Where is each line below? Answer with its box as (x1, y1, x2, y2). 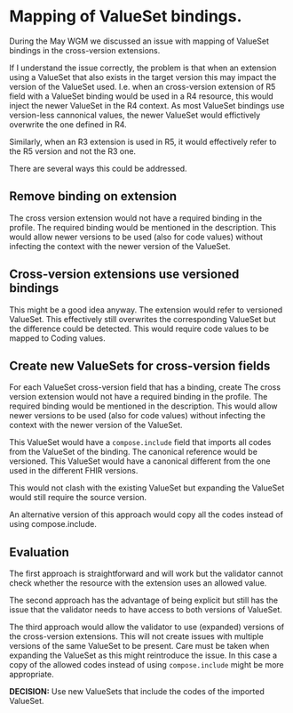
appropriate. (9, 669, 55, 680)
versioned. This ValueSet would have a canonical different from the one (9, 456, 271, 466)
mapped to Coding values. (9, 332, 107, 344)
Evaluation (9, 545, 69, 560)
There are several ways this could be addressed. (9, 163, 187, 174)
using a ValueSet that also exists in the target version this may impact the (9, 71, 277, 82)
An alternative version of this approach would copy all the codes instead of (9, 509, 284, 520)
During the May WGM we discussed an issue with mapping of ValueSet (9, 36, 269, 46)
